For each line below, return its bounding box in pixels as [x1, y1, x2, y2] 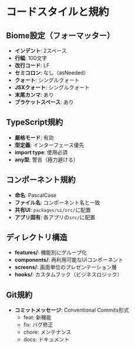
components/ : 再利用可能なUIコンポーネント [14, 256, 124, 263]
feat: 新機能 [23, 314, 52, 321]
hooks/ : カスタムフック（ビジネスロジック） [14, 271, 123, 278]
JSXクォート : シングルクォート [14, 84, 90, 91]
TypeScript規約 [6, 117, 63, 127]
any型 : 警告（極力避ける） [14, 156, 79, 163]
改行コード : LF [14, 62, 50, 69]
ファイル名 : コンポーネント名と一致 [14, 199, 100, 206]
